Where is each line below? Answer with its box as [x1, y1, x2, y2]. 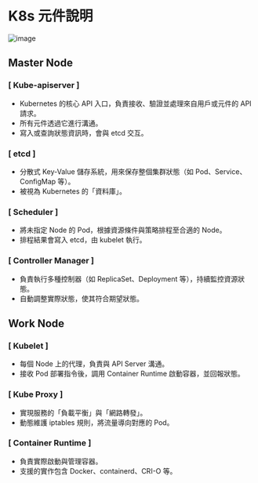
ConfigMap [19, 176, 56, 186]
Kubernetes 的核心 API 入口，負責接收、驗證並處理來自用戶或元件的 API [19, 99, 253, 108]
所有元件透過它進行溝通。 [19, 118, 103, 128]
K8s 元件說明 [8, 7, 93, 25]
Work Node [8, 317, 65, 330]
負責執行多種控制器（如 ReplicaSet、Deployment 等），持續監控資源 [19, 274, 238, 283]
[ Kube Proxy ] [8, 389, 64, 400]
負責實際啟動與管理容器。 [19, 456, 103, 466]
